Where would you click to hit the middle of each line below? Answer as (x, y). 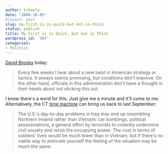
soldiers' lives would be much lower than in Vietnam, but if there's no (90, 135)
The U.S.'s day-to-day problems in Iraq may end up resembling (84, 114)
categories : (18, 43)
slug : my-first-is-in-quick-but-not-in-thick (54, 24)
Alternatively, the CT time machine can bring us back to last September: (81, 104)
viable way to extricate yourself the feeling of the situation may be (87, 141)
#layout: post (20, 19)
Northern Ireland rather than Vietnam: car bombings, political (82, 119)
